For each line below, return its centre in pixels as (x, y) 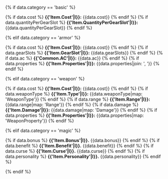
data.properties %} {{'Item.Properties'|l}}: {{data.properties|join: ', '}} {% (82, 63)
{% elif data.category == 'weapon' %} (45, 79)
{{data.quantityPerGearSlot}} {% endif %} (49, 28)
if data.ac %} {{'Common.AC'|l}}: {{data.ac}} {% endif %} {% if (72, 58)
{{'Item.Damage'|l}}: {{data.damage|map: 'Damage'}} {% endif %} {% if (81, 110)
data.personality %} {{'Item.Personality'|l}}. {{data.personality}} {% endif (83, 156)
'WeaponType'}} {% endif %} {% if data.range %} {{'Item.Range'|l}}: (78, 99)
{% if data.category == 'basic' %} (40, 7)
